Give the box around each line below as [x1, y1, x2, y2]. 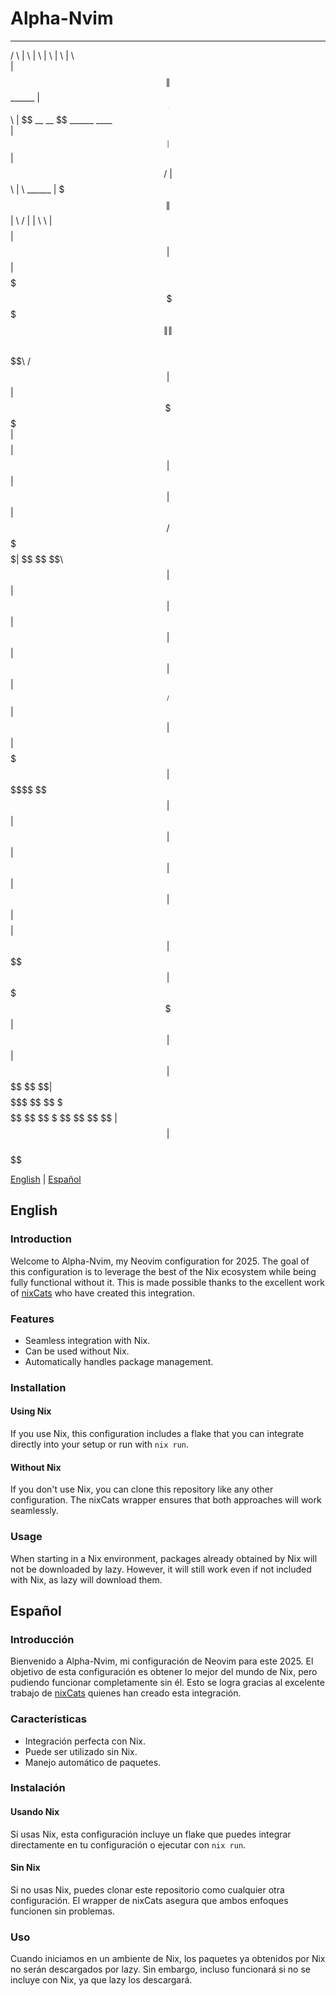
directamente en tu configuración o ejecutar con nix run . [10, 1838, 247, 1851]
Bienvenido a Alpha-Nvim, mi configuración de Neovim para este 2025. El [10, 1655, 314, 1667]
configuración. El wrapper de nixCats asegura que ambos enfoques [10, 1894, 289, 1906]
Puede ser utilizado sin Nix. [24, 1745, 138, 1757]
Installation [10, 1380, 67, 1394]
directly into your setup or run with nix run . [10, 1438, 190, 1451]
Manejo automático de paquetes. [24, 1756, 162, 1768]
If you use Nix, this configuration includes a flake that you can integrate [10, 1428, 305, 1440]
